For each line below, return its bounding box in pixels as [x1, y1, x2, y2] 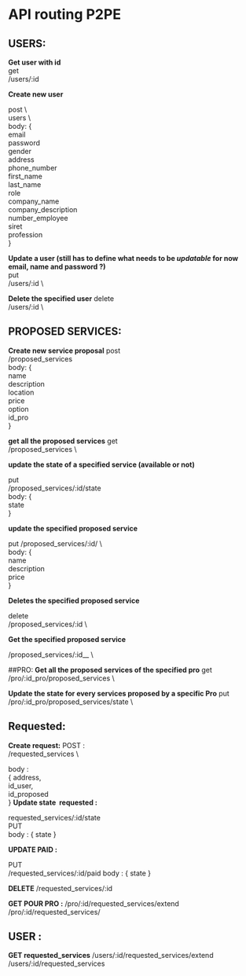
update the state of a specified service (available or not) [8, 460, 195, 469]
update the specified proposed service [8, 523, 138, 533]
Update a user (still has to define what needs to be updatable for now [8, 254, 238, 262]
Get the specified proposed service [8, 634, 127, 644]
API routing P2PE [8, 6, 122, 24]
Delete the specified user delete [8, 294, 115, 303]
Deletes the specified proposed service [8, 596, 140, 605]
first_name [8, 171, 43, 181]
